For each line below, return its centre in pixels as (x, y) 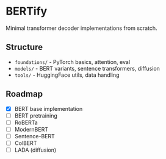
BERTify (27, 11)
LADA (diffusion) (35, 150)
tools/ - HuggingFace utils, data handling (67, 75)
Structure (24, 47)
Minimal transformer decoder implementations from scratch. (81, 28)
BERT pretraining (36, 115)
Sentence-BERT (35, 136)
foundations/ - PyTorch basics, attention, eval (72, 62)
